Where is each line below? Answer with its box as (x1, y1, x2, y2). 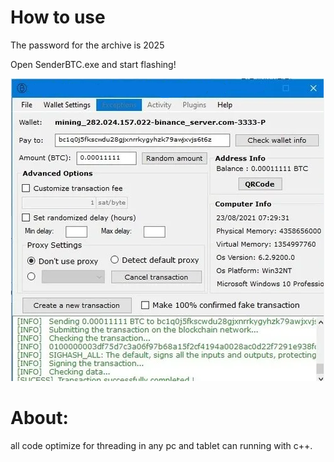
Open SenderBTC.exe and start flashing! (10, 58, 177, 70)
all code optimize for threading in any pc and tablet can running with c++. (10, 439, 313, 451)
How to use (10, 6, 106, 29)
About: (10, 407, 69, 430)
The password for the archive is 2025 (10, 39, 165, 51)
